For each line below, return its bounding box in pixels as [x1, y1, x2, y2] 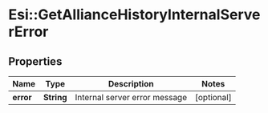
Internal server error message [75, 92, 187, 103]
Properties [8, 54, 63, 68]
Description [108, 79, 154, 89]
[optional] [195, 92, 232, 103]
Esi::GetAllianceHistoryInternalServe [8, 6, 261, 24]
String [43, 92, 67, 103]
